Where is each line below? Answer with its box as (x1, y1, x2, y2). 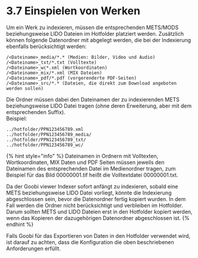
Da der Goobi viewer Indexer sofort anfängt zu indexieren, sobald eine (6, 183, 178, 190)
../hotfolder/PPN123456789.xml (6, 126, 84, 132)
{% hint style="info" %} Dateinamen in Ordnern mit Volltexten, (6, 152, 159, 159)
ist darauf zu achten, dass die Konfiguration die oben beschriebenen (6, 238, 174, 246)
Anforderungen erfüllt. (6, 245, 61, 252)
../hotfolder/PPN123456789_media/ (6, 131, 92, 137)
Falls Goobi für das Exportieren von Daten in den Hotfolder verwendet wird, (6, 232, 191, 239)
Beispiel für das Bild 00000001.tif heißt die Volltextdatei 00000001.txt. (6, 171, 178, 178)
